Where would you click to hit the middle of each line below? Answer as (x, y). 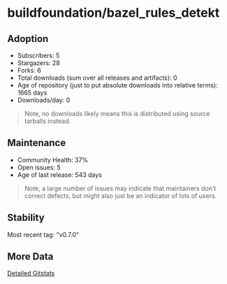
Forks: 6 (29, 70)
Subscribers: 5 (38, 55)
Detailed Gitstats (31, 274)
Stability (26, 218)
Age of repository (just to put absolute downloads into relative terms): (117, 85)
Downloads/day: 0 (44, 100)
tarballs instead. (47, 121)
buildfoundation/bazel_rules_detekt (113, 13)
